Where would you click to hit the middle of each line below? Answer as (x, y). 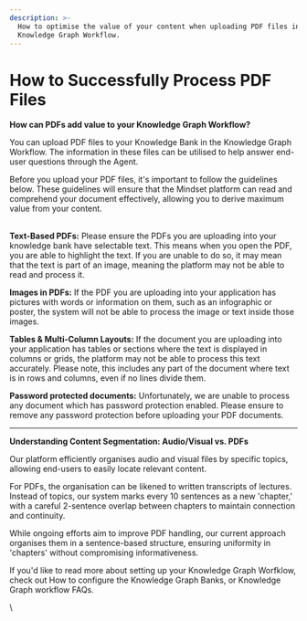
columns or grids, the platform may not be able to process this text (135, 359)
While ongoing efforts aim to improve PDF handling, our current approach (148, 533)
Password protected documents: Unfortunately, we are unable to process (150, 396)
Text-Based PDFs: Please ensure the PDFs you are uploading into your (143, 236)
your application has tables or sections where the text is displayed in (138, 349)
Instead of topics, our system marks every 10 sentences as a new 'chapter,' (151, 496)
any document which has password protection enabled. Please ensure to (147, 405)
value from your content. (56, 209)
